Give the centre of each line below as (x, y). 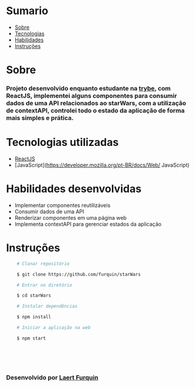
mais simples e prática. (40, 118)
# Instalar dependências (47, 306)
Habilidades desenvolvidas (74, 189)
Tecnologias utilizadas (62, 142)
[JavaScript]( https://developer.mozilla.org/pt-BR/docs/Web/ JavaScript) (102, 165)
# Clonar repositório (43, 264)
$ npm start (31, 338)
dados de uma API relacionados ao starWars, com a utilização (96, 103)
